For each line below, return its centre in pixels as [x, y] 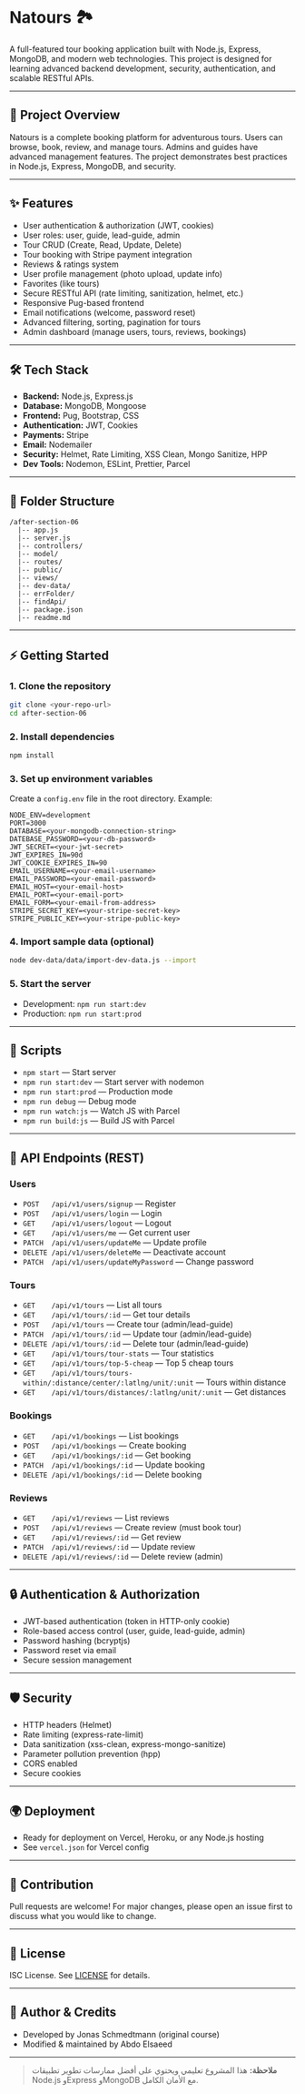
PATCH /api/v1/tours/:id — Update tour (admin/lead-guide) [137, 1334]
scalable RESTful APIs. [52, 77]
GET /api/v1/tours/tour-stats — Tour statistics [118, 1354]
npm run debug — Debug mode [79, 1102]
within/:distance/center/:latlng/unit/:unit [108, 1383]
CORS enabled [50, 1764]
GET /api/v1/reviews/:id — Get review [102, 1537]
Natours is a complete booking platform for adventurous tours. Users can [146, 137]
